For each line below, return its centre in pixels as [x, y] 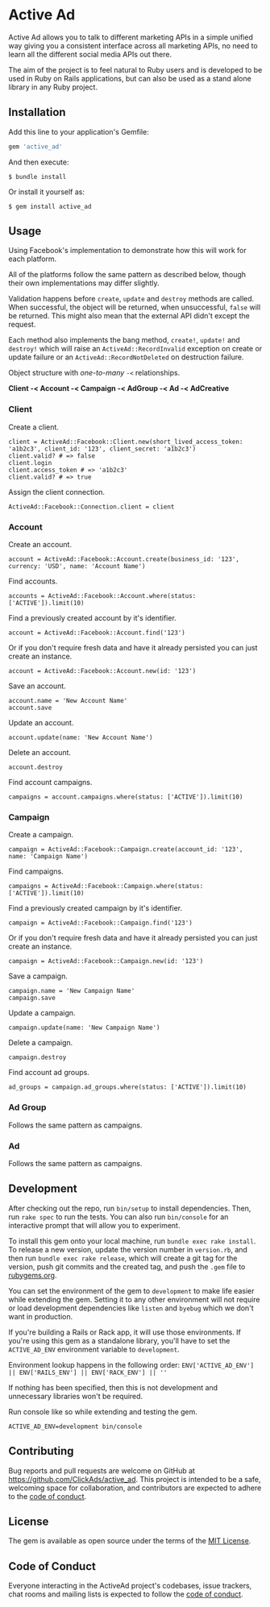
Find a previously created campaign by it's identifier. [96, 908]
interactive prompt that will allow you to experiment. [94, 1225]
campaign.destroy [37, 1057]
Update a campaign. [42, 1013]
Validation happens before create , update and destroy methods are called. [131, 299]
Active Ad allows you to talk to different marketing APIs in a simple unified [131, 37]
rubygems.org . [33, 1275]
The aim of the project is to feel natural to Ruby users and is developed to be [135, 69]
